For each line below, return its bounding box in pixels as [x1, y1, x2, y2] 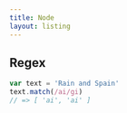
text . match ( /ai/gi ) [9, 88, 83, 97]
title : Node [9, 13, 54, 23]
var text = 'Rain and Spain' [9, 79, 120, 89]
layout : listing [9, 22, 71, 31]
